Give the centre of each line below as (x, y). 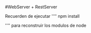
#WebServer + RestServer (31, 7)
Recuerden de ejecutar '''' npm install (42, 16)
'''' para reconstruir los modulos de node (46, 25)
